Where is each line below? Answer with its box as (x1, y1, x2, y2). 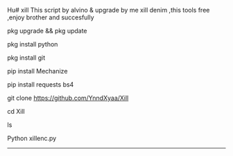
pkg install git (7, 53, 46, 62)
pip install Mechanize (7, 67, 68, 75)
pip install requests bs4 (7, 80, 74, 89)
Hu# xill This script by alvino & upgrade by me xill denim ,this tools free (7, 6, 210, 14)
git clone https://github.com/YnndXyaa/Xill (7, 94, 129, 102)
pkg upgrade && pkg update (7, 27, 88, 35)
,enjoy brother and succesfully (7, 13, 95, 21)
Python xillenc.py (7, 135, 57, 142)
